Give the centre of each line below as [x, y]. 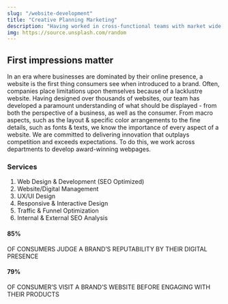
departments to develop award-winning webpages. [79, 149]
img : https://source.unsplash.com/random [67, 32]
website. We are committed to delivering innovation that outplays [98, 135]
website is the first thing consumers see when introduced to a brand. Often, [113, 84]
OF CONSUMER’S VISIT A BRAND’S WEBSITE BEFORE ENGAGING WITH [109, 287]
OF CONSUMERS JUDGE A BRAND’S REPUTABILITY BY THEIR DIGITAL [108, 249]
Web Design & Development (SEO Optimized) [81, 182]
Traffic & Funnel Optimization [58, 211]
